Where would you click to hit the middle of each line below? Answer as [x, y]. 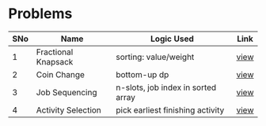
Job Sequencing [66, 92]
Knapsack [55, 61]
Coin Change [61, 74]
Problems [40, 14]
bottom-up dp [142, 74]
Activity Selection [68, 109]
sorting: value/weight [155, 57]
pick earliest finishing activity [170, 109]
